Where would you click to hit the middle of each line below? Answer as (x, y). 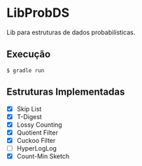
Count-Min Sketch (43, 156)
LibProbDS (38, 13)
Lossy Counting (39, 125)
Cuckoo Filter (36, 140)
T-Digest (29, 116)
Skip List (29, 109)
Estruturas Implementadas (66, 92)
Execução (29, 54)
